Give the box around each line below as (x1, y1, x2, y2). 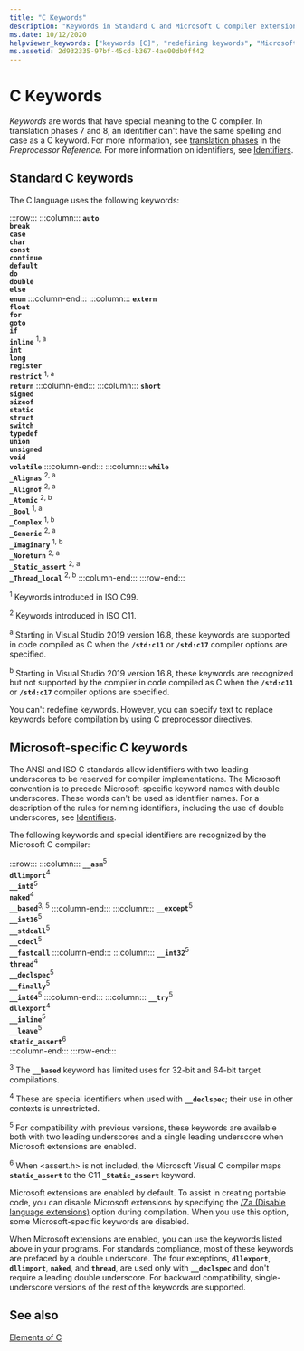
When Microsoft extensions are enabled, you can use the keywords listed (9, 1233, 283, 1244)
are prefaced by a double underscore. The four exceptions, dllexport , (9, 1252, 271, 1263)
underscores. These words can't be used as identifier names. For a (9, 793, 260, 804)
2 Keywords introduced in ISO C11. (9, 609, 138, 621)
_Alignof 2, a (9, 481, 56, 494)
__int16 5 (9, 912, 43, 925)
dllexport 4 (9, 1001, 51, 1014)
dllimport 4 (9, 867, 51, 880)
